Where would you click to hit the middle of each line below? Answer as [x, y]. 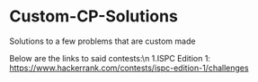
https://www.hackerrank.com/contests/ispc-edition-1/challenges [129, 68]
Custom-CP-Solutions [93, 16]
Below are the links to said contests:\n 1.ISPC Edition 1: [110, 58]
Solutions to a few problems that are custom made [102, 41]
